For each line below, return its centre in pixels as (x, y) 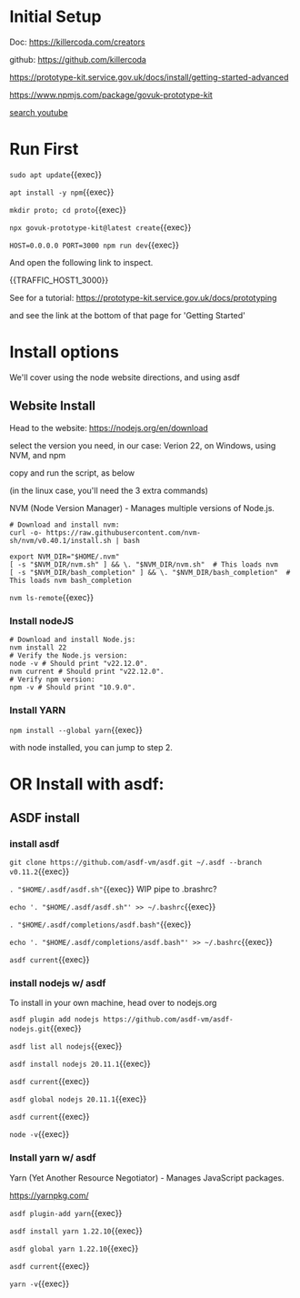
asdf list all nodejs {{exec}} (66, 1046)
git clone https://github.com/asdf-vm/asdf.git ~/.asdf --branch (135, 863)
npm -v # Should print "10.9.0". (73, 687)
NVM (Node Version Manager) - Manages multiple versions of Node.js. (142, 508)
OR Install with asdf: (87, 785)
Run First (44, 150)
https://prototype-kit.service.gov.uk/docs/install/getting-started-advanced (149, 77)
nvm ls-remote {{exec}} (51, 597)
